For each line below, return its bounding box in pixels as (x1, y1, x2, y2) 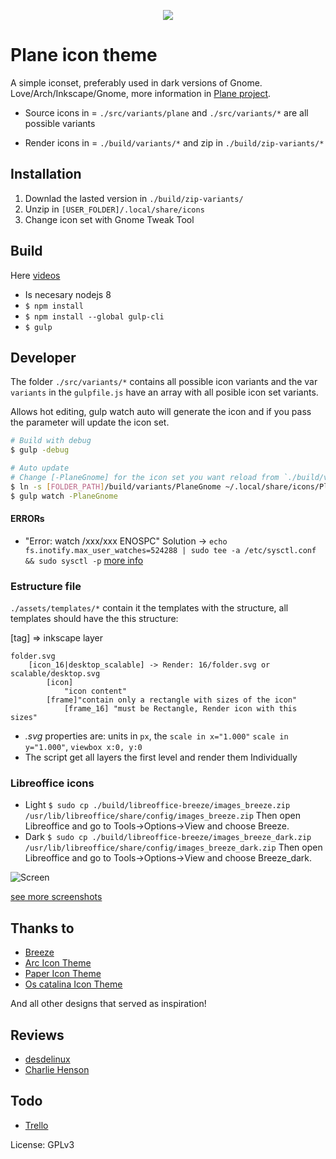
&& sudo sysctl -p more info (24, 554, 144, 566)
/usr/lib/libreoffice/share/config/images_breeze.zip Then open (24, 810, 301, 822)
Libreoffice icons (10, 776, 95, 790)
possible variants (24, 117, 96, 129)
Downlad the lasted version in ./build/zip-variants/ (24, 192, 244, 204)
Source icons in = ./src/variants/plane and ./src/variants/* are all (24, 106, 309, 119)
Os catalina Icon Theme (24, 978, 123, 990)
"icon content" (63, 686, 128, 697)
